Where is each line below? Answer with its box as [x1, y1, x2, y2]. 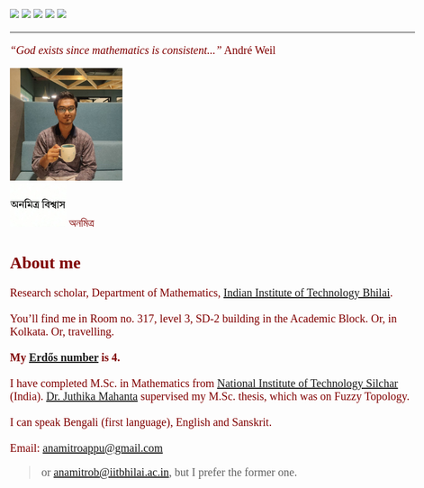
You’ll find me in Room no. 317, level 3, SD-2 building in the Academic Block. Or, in [10, 312, 397, 326]
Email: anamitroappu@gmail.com [10, 441, 163, 455]
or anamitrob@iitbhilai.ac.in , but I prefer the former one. [41, 465, 298, 479]
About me [10, 253, 81, 273]
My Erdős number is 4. [10, 351, 121, 365]
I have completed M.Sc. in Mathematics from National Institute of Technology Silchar [10, 376, 399, 391]
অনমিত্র [68, 216, 95, 230]
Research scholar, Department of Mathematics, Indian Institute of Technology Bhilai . [10, 286, 393, 300]
